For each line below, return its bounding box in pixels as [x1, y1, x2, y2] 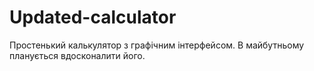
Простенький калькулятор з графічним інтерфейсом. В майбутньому [9, 39, 305, 51]
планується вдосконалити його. [9, 49, 146, 61]
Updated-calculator [9, 6, 177, 29]
